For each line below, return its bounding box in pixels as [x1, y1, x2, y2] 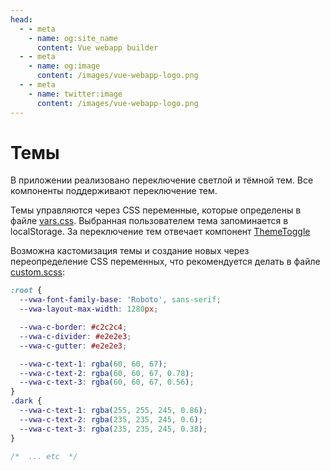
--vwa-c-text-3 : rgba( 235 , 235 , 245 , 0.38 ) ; [19, 424, 208, 434]
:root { [10, 286, 43, 296]
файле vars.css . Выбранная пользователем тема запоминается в [10, 215, 289, 227]
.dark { [10, 396, 43, 406]
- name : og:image [28, 61, 101, 71]
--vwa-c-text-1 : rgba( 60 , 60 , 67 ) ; [19, 359, 168, 369]
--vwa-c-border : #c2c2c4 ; [19, 322, 128, 333]
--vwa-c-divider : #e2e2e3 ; [19, 331, 132, 341]
